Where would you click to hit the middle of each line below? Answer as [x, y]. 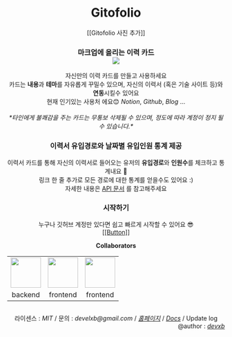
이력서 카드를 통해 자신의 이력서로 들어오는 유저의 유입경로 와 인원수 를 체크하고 [112, 162]
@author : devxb [201, 326]
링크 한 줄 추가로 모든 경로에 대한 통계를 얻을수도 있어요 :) [116, 180]
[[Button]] [116, 232]
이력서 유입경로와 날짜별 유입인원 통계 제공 [116, 146]
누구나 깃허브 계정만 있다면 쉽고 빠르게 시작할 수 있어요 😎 [116, 224]
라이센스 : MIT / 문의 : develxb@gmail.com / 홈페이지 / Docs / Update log [116, 318]
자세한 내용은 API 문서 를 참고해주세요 [116, 188]
